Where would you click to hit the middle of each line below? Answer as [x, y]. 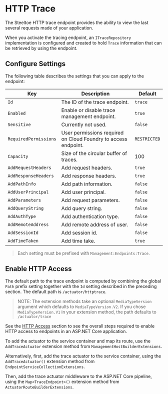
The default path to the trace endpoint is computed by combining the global [83, 281]
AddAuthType [22, 216]
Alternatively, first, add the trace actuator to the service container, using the [83, 356]
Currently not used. [84, 124]
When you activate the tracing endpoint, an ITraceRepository [68, 37]
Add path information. [87, 184]
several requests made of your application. [49, 27]
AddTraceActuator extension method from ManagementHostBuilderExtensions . [84, 346]
